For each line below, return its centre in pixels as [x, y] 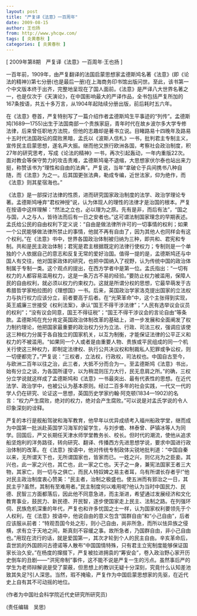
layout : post [22, 11]
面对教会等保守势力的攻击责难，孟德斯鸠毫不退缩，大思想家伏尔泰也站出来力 [98, 160]
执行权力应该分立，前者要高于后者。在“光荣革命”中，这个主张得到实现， [103, 297]
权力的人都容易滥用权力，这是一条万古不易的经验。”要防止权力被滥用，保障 [96, 275]
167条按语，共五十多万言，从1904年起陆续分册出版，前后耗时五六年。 [91, 103]
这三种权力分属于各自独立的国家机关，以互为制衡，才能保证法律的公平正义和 [98, 334]
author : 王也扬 [23, 28]
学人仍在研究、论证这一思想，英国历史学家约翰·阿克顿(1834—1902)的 [90, 393]
